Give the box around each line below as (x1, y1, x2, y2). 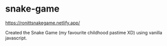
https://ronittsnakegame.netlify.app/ (5, 20, 80, 26)
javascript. (5, 35, 27, 41)
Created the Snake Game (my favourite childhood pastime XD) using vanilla (5, 29, 162, 35)
